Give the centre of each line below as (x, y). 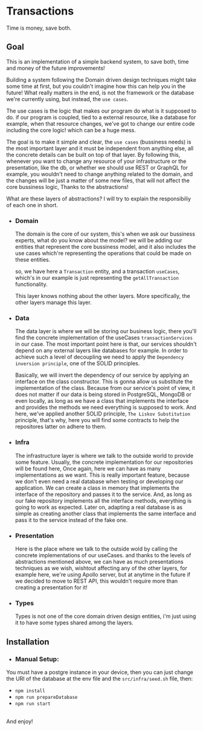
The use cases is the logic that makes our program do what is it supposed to (101, 111)
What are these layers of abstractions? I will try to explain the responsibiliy (99, 199)
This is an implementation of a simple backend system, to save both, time (98, 61)
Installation (28, 642)
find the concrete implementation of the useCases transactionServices (104, 338)
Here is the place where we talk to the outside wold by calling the (96, 549)
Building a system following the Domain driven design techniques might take (101, 79)
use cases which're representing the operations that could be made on (103, 253)
